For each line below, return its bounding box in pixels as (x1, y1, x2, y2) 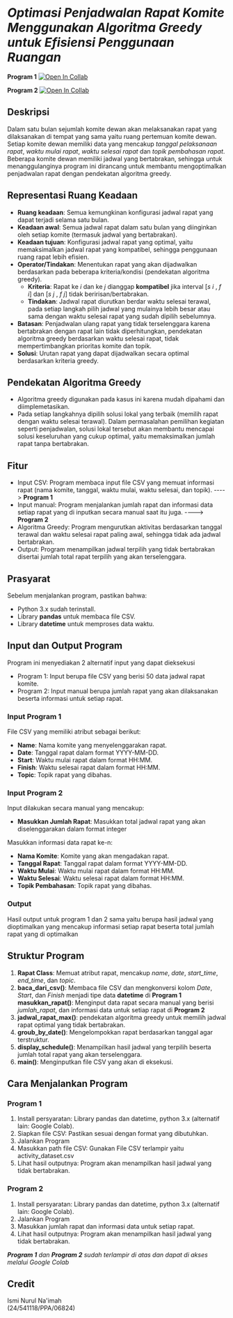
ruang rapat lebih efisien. (17, 253, 89, 261)
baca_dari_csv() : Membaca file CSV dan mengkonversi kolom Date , (17, 983, 213, 992)
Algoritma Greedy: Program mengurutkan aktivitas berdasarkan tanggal (17, 523, 223, 531)
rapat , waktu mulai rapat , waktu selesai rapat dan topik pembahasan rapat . (7, 147, 225, 155)
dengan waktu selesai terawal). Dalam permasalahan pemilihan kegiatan (17, 417, 225, 426)
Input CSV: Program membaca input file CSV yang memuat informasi (17, 478, 214, 487)
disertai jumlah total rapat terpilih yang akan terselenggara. (17, 553, 186, 561)
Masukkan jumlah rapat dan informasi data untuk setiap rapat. (17, 1222, 195, 1230)
